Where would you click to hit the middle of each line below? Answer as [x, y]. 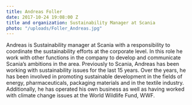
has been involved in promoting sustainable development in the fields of [94, 77]
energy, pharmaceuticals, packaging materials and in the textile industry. [95, 83]
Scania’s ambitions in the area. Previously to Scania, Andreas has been [93, 64]
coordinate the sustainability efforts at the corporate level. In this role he [95, 52]
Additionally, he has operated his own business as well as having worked [95, 89]
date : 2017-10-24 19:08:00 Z [42, 17]
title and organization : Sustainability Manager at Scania [81, 23]
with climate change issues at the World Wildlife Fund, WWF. [81, 96]
